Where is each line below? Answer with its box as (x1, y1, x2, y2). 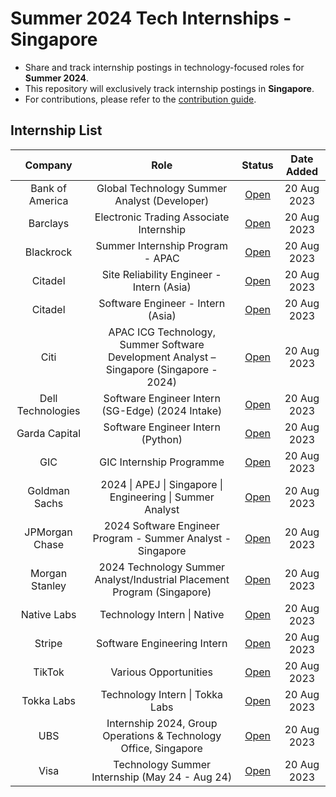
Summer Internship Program (95, 238, 229, 252)
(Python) (141, 432, 183, 446)
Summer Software (119, 337, 205, 351)
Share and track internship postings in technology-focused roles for (24, 61, 305, 73)
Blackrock (24, 245, 73, 259)
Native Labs (20, 607, 77, 621)
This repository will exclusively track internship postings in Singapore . (24, 82, 315, 94)
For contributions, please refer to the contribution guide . (24, 93, 257, 105)
